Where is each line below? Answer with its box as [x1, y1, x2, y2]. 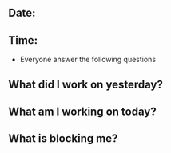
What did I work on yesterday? [8, 77, 164, 91]
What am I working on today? [8, 104, 157, 118]
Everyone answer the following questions [19, 55, 157, 65]
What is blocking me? [8, 131, 118, 146]
